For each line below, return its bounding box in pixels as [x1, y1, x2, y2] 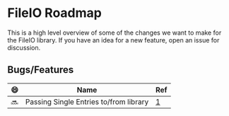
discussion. [7, 43, 41, 52]
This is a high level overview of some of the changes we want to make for [7, 28, 222, 37]
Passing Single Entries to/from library [25, 97, 149, 107]
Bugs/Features [7, 64, 74, 76]
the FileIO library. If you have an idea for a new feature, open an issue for [7, 35, 220, 44]
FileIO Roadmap [7, 5, 102, 21]
